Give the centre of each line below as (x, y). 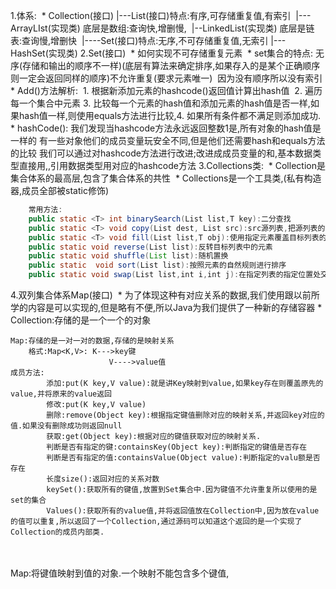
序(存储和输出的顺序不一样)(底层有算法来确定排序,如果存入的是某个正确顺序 (165, 65)
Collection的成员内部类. (57, 532)
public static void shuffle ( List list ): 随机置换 (128, 256)
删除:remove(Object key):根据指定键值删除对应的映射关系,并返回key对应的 (185, 415)
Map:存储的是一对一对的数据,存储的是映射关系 (92, 341)
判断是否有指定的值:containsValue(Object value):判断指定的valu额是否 (183, 458)
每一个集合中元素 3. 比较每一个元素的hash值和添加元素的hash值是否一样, (160, 103)
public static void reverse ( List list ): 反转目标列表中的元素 (150, 247)
